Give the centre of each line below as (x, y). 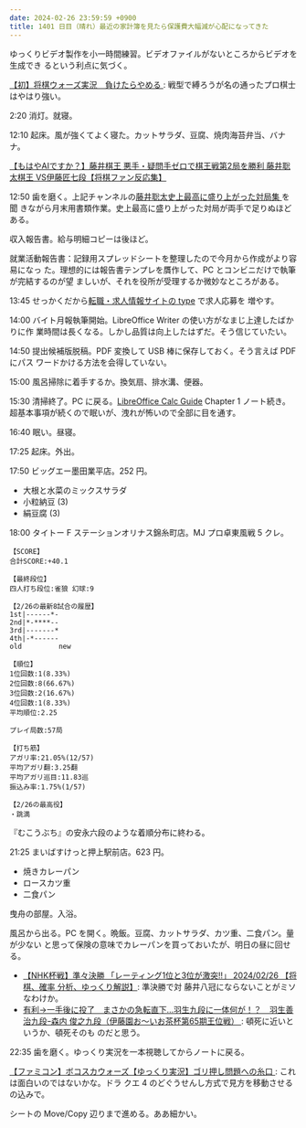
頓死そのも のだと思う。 (100, 1032)
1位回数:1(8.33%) (40, 674)
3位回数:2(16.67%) (42, 693)
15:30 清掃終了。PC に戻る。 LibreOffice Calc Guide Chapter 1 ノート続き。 (150, 401)
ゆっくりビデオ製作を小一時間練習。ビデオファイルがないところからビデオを (153, 53)
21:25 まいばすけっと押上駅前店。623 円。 (89, 852)
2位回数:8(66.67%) (42, 683)
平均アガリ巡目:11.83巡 (49, 777)
